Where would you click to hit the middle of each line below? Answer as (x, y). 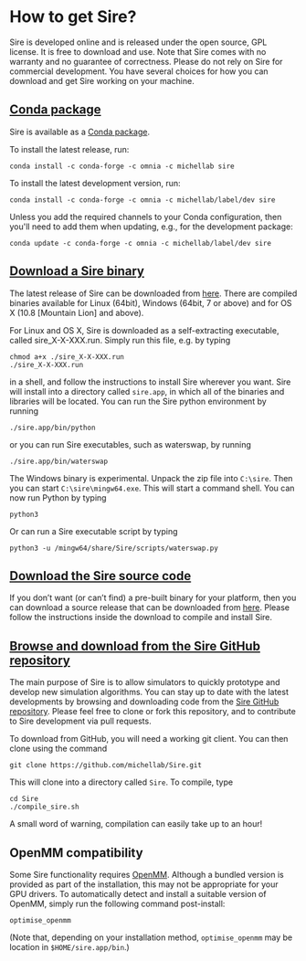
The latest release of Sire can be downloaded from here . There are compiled (153, 293)
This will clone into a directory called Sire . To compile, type (121, 782)
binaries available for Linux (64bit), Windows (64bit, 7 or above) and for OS (151, 302)
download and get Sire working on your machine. (102, 80)
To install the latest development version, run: (95, 183)
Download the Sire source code (100, 576)
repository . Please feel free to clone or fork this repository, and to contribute (153, 712)
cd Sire (24, 799)
